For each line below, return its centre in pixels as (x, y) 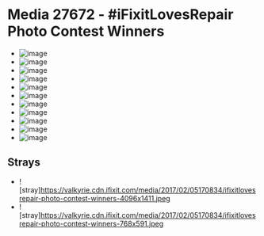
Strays (24, 163)
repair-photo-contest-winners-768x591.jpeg (91, 223)
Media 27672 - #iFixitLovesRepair (121, 15)
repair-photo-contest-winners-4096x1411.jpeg (95, 198)
